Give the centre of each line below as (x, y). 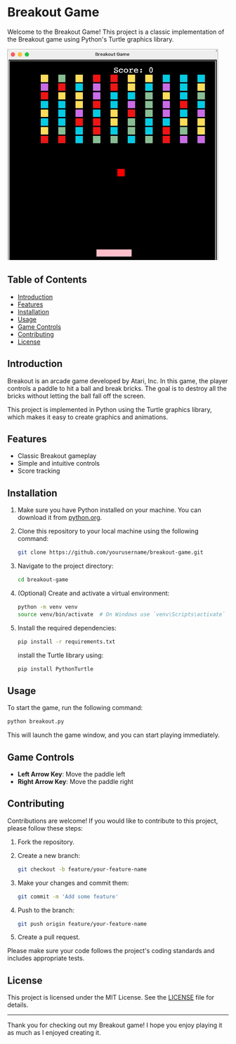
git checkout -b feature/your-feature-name (82, 869)
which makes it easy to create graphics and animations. (88, 417)
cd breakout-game (43, 580)
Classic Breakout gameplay (57, 456)
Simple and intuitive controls (59, 464)
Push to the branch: (46, 910)
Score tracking (39, 471)
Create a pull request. (49, 937)
